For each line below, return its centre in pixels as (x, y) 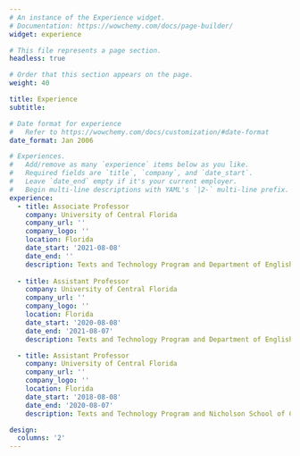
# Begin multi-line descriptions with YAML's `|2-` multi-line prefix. (150, 190)
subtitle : (28, 107)
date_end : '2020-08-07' (70, 405)
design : (24, 430)
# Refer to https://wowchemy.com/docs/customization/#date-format (139, 132)
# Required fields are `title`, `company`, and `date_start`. (131, 173)
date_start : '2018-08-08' (74, 397)
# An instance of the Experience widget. (87, 17)
